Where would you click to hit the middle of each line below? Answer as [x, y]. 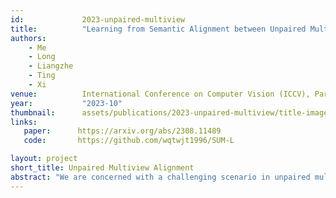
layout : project [44, 159]
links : [24, 122]
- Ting [42, 76]
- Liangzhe [51, 66]
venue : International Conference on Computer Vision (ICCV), [160, 94]
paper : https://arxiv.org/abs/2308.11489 [122, 131]
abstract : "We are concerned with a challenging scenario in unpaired [160, 177]
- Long [42, 57]
